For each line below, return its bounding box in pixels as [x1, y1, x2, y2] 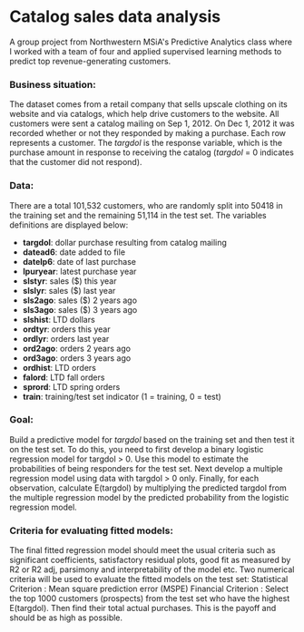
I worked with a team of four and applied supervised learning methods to [9, 45, 282, 56]
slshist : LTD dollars [22, 314, 95, 325]
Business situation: [9, 78, 97, 91]
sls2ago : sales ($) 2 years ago [22, 295, 138, 306]
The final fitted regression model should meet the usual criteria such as [9, 545, 276, 556]
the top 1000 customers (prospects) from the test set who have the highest [9, 593, 290, 604]
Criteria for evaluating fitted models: [9, 524, 174, 537]
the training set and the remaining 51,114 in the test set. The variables [9, 209, 267, 220]
